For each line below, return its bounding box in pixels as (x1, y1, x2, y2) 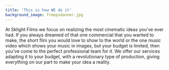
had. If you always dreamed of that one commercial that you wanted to (5, 32, 154, 38)
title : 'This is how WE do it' (5, 7, 72, 13)
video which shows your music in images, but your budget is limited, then (5, 42, 160, 49)
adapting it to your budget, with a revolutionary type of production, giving (5, 53, 160, 59)
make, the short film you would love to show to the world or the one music (5, 37, 161, 43)
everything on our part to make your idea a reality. (5, 59, 111, 65)
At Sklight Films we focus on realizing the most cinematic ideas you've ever (5, 26, 164, 32)
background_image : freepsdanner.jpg (5, 12, 83, 17)
